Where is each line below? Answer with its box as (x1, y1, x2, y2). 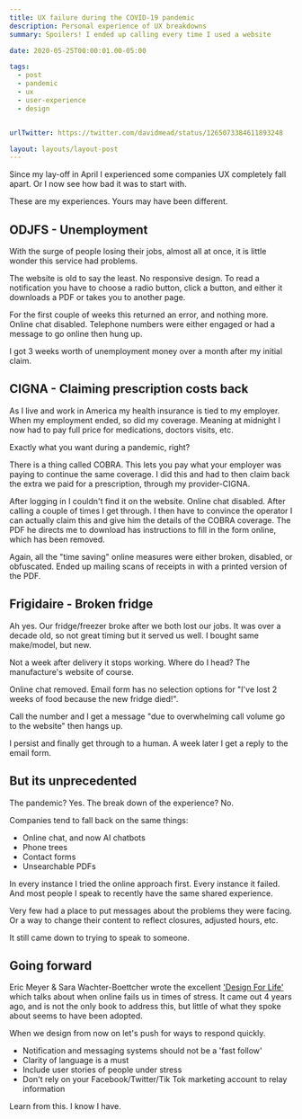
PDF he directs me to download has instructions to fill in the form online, (9, 524, 277, 535)
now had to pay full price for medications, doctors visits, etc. (9, 424, 234, 435)
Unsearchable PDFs (22, 860, 96, 872)
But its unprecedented (9, 774, 138, 789)
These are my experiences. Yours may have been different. (9, 196, 228, 207)
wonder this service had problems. (9, 255, 138, 266)
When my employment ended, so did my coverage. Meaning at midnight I (9, 414, 281, 425)
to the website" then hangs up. (9, 720, 123, 731)
